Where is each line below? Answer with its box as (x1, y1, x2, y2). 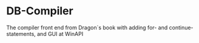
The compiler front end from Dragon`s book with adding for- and (6, 24, 168, 31)
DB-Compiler (6, 4, 74, 18)
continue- (169, 24, 194, 31)
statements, (6, 30, 36, 37)
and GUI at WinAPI (37, 30, 84, 37)
